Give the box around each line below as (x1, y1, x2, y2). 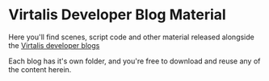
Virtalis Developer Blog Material (8, 6, 226, 24)
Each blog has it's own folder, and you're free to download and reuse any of (8, 56, 261, 66)
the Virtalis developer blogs (8, 40, 100, 50)
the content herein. (8, 64, 72, 74)
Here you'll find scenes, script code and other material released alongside (8, 32, 254, 42)
